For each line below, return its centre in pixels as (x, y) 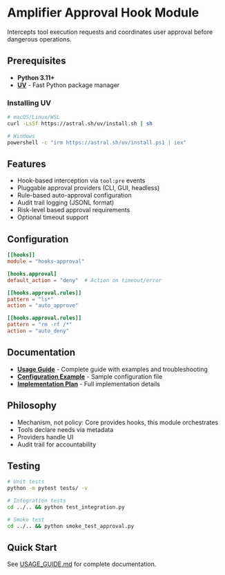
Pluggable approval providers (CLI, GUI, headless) (88, 188)
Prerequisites (37, 61)
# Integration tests (37, 501)
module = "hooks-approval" (46, 262)
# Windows (21, 136)
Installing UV (29, 103)
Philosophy (32, 406)
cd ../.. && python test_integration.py (66, 507)
